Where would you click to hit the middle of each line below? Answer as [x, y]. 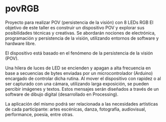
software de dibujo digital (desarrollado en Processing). [62, 94]
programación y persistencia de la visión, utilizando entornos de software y [82, 38]
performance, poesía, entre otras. [39, 114]
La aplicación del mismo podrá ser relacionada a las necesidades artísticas [82, 104]
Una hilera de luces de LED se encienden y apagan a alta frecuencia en [78, 68]
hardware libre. [21, 43]
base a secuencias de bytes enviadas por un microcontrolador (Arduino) [79, 73]
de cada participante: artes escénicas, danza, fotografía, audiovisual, [76, 109]
